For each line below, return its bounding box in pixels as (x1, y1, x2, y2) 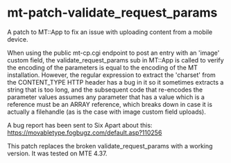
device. (7, 35, 28, 43)
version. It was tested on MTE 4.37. (7, 149, 108, 157)
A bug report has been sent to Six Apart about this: (7, 121, 153, 129)
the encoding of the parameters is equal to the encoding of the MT (7, 63, 198, 71)
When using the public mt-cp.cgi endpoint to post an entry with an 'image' (7, 49, 220, 57)
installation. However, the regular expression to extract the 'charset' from (7, 71, 216, 79)
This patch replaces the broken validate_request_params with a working (7, 141, 213, 150)
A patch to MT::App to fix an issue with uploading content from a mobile (7, 28, 213, 36)
